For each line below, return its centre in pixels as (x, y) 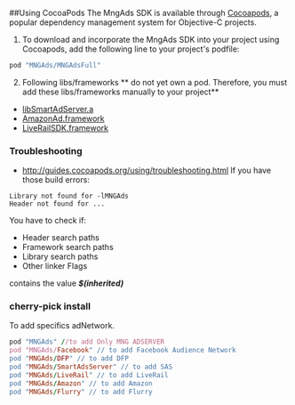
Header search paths (60, 238)
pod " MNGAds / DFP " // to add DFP (69, 359)
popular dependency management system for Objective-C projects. (133, 22)
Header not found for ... (57, 204)
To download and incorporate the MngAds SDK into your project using (151, 40)
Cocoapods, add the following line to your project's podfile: (131, 49)
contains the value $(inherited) (67, 283)
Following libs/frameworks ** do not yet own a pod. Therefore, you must (155, 82)
